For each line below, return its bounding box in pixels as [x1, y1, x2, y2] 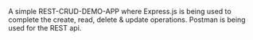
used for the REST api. [8, 24, 82, 32]
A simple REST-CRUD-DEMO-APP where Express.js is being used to [8, 7, 232, 16]
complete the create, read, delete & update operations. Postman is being [8, 15, 246, 24]
